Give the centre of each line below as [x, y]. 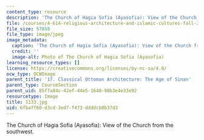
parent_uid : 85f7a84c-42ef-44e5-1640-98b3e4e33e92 [72, 91]
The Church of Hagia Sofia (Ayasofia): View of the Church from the [90, 125]
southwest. [20, 132]
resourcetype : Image [32, 96]
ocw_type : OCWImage [31, 74]
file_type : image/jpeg [35, 35]
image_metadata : [27, 40]
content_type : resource [36, 12]
